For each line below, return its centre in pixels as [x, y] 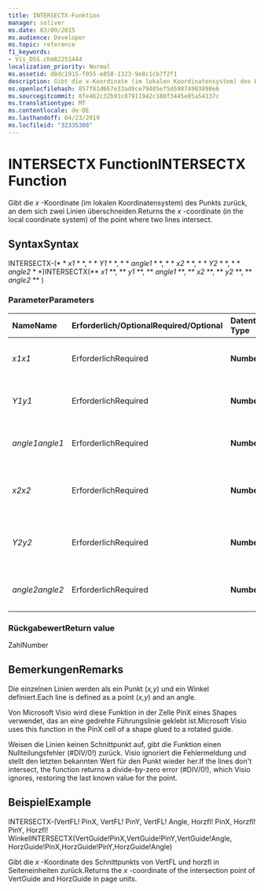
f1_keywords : [29, 52]
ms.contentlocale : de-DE [49, 111]
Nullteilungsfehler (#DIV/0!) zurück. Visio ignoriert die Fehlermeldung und [127, 752]
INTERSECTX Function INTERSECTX [127, 164]
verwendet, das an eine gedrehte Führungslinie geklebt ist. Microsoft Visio [128, 720]
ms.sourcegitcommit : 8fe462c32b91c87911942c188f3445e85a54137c [114, 96]
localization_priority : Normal [59, 67]
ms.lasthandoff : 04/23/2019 [54, 118]
